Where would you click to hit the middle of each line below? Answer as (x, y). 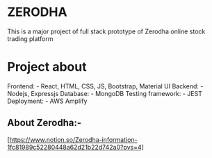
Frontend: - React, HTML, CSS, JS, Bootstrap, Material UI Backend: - (105, 86)
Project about (47, 67)
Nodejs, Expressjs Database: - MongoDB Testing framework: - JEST (105, 93)
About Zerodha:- (44, 123)
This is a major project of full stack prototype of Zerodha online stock (106, 31)
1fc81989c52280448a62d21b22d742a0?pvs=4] (76, 147)
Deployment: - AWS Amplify (47, 101)
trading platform (30, 38)
